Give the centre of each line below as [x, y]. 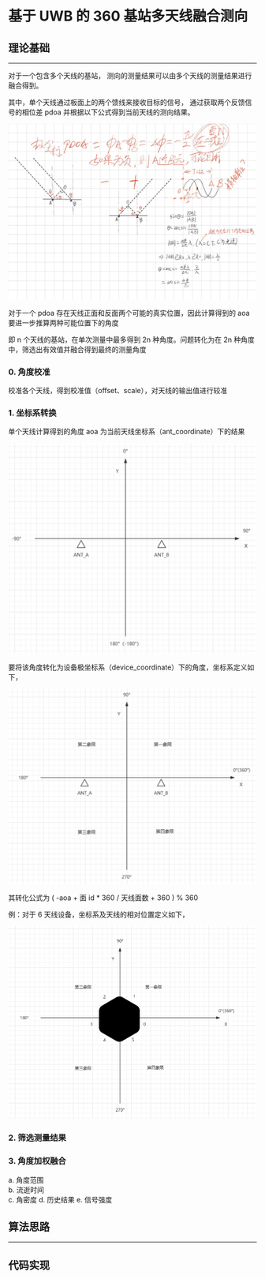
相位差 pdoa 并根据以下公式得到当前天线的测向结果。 [108, 112]
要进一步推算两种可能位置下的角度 [63, 323]
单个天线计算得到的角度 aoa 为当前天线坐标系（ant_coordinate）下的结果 [127, 432]
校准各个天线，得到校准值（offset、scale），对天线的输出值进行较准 [118, 391]
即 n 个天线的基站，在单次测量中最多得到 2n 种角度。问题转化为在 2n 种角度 [131, 339]
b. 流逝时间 [26, 1190]
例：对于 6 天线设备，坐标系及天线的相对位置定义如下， [99, 915]
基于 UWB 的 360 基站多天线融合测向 [128, 16]
